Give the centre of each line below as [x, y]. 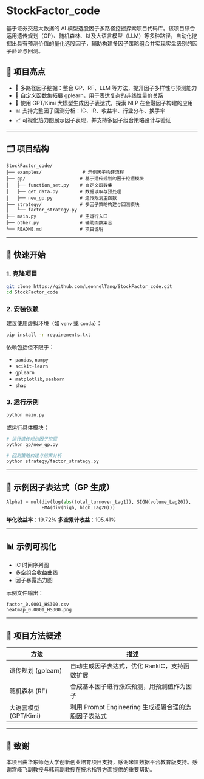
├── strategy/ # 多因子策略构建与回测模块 [73, 204]
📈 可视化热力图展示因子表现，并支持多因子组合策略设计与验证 [93, 120]
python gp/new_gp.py [32, 445]
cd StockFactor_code [32, 292]
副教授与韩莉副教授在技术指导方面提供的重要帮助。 [91, 769]
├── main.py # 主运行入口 [57, 216]
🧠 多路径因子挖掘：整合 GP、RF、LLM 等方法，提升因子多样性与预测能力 [106, 88]
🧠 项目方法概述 [34, 636]
